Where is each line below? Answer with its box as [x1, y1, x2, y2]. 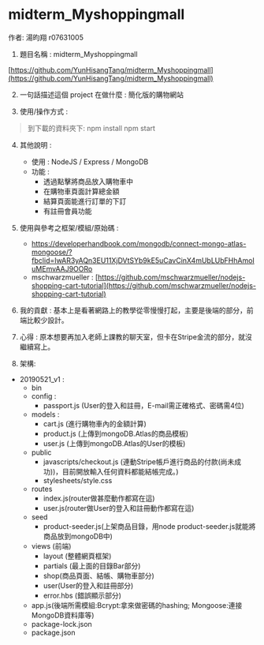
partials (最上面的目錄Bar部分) [43, 561, 141, 570]
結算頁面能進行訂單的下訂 [43, 196, 127, 206]
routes [31, 484, 53, 493]
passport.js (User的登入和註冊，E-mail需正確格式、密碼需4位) [43, 400, 244, 410]
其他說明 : [19, 140, 52, 149]
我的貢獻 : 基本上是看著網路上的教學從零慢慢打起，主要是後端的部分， [19, 306, 247, 315]
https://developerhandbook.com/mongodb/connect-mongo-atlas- [31, 238, 247, 248]
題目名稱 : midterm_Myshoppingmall [19, 49, 138, 58]
